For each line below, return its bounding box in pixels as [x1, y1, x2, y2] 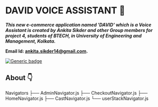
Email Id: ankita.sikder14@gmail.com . [5, 48, 89, 54]
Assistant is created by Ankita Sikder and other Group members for [5, 27, 153, 33]
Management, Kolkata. [5, 38, 56, 44]
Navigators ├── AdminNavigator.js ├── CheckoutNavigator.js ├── [5, 90, 148, 96]
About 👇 [5, 74, 33, 82]
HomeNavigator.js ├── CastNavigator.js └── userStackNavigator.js [5, 95, 149, 101]
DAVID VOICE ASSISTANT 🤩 [5, 5, 126, 16]
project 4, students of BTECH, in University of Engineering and [5, 32, 142, 39]
